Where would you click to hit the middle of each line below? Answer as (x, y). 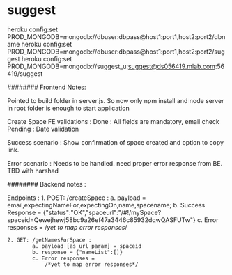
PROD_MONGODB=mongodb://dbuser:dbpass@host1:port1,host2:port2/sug (116, 52)
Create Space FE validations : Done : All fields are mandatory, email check (113, 121)
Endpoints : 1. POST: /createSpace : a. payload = (77, 198)
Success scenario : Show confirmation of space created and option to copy (116, 142)
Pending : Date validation (43, 129)
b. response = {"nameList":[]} (78, 252)
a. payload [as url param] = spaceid (87, 246)
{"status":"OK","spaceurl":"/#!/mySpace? (102, 212)
